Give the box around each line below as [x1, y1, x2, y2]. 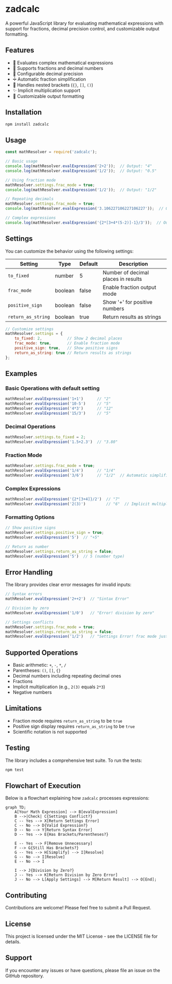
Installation [5, 108, 42, 117]
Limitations [5, 704, 42, 713]
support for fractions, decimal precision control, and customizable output [5, 25, 160, 31]
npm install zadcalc [5, 121, 50, 127]
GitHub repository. [5, 973, 45, 979]
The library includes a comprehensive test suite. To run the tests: [5, 757, 142, 763]
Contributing [5, 891, 47, 900]
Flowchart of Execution [5, 781, 81, 790]
